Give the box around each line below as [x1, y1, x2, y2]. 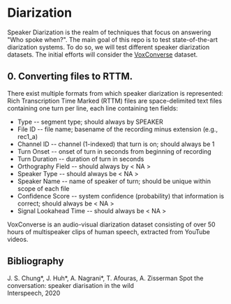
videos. [7, 235, 29, 243]
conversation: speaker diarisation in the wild [7, 281, 135, 289]
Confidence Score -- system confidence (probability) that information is [17, 191, 225, 200]
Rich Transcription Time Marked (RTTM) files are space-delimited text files [7, 96, 222, 105]
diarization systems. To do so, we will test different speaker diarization [7, 43, 210, 51]
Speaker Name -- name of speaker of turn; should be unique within [17, 177, 211, 185]
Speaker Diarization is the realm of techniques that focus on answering [7, 28, 211, 36]
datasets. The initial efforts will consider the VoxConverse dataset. [7, 50, 198, 59]
